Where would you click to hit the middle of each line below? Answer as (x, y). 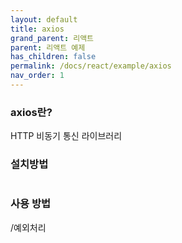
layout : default (44, 19)
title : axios (37, 29)
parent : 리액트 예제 (48, 47)
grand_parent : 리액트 (52, 38)
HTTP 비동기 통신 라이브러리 (66, 136)
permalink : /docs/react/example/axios (91, 66)
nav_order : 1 (37, 76)
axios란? (31, 112)
